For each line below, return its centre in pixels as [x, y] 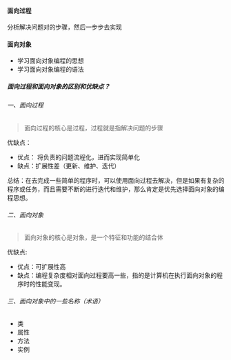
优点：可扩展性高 [41, 267]
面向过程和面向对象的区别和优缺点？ [59, 87]
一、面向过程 [25, 105]
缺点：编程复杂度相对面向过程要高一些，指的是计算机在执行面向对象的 [117, 275]
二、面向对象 [25, 214]
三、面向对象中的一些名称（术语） [56, 301]
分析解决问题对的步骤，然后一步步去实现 [64, 27]
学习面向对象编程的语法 [50, 70]
